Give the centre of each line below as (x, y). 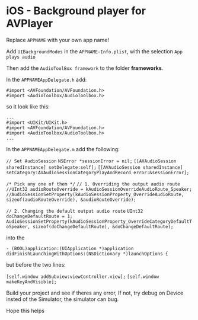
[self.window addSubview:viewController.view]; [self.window (82, 277)
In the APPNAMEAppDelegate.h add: (47, 79)
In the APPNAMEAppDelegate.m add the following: (63, 149)
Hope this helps (25, 311)
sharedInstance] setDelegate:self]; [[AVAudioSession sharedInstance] (95, 167)
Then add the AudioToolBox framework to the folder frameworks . (85, 68)
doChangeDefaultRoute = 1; (39, 216)
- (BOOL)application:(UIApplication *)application (70, 248)
